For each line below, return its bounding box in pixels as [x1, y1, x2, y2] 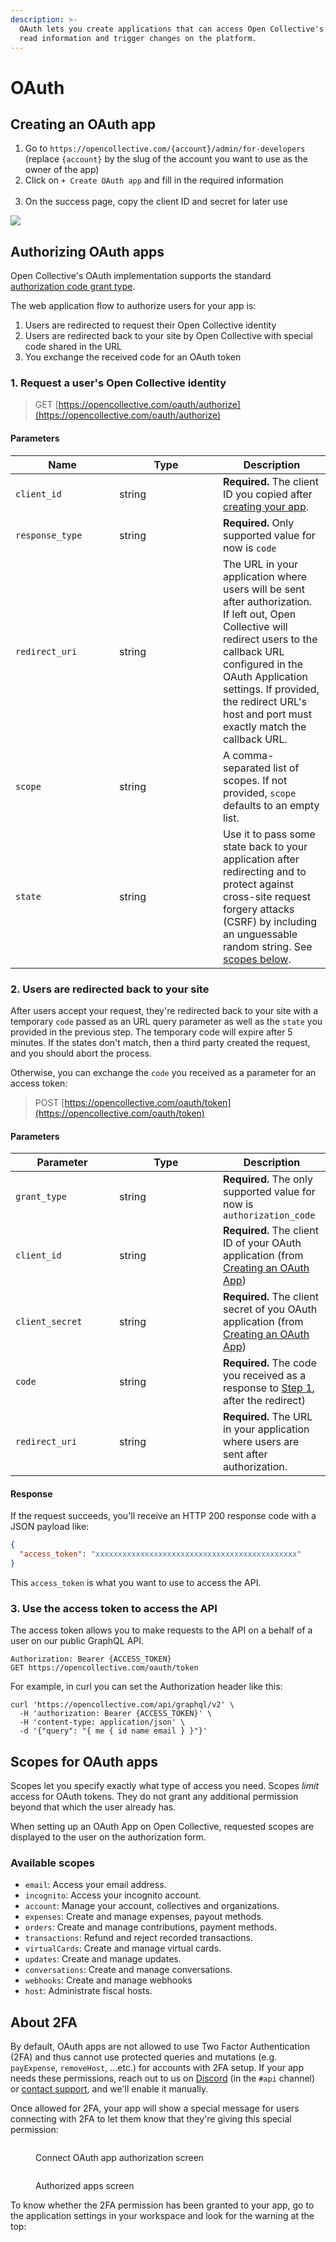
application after [223, 852, 300, 866]
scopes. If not [223, 773, 288, 787]
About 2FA [10, 2014, 78, 2031]
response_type [15, 529, 83, 541]
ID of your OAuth [223, 1236, 302, 1250]
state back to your [223, 839, 308, 853]
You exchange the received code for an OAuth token [24, 351, 242, 363]
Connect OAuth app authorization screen [35, 2152, 205, 2164]
